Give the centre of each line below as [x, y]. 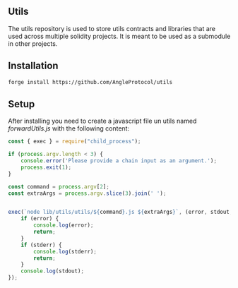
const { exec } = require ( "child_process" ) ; [75, 142]
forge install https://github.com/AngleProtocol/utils [90, 82]
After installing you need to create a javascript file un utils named [102, 121]
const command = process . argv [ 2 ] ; [59, 186]
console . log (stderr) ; [65, 251]
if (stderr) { [41, 245]
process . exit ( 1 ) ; [46, 167]
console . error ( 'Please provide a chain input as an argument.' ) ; [119, 161]
